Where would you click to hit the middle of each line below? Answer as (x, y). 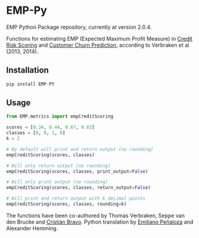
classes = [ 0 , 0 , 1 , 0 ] (36, 133)
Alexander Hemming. (32, 228)
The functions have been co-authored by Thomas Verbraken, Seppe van (96, 215)
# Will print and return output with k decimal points (76, 198)
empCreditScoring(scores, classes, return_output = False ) (79, 188)
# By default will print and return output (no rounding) (80, 149)
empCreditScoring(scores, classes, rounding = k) (67, 204)
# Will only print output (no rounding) (57, 182)
